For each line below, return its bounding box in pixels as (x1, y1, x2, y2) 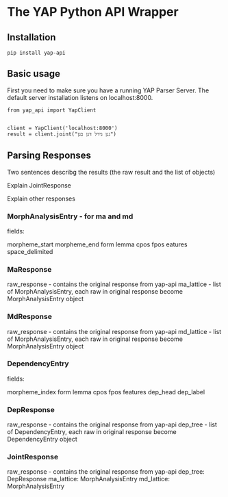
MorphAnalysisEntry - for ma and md (7, 212, 134, 221)
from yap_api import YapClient (7, 107, 97, 114)
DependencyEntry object (7, 435, 77, 444)
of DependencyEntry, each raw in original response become (7, 428, 177, 436)
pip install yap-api (7, 49, 66, 56)
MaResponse (7, 264, 52, 274)
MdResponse (7, 312, 53, 322)
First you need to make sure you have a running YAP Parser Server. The (7, 86, 210, 94)
